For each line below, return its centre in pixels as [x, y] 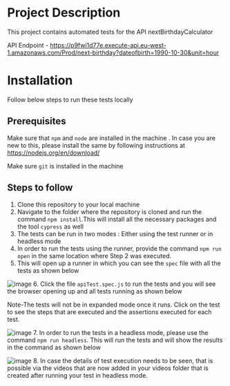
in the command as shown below [54, 347]
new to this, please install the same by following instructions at [96, 145]
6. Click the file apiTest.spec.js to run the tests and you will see [125, 284]
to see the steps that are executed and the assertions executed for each [109, 311]
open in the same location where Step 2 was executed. [94, 255]
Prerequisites [37, 121]
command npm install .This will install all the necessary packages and [117, 219]
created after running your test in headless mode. [78, 375]
